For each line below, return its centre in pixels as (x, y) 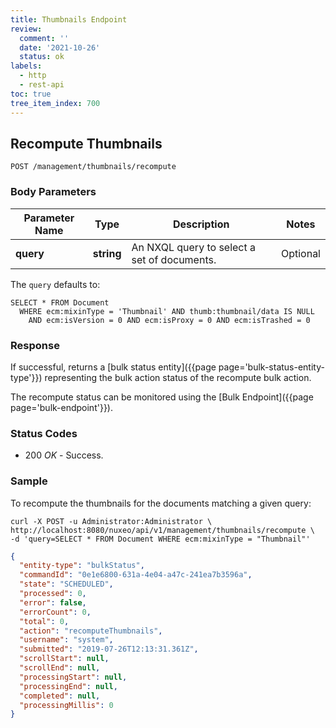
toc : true (31, 94)
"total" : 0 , (44, 621)
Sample (29, 481)
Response (35, 345)
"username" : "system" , (66, 640)
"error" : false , (53, 602)
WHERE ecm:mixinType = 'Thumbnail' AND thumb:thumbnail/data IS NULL (167, 311)
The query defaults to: (55, 284)
